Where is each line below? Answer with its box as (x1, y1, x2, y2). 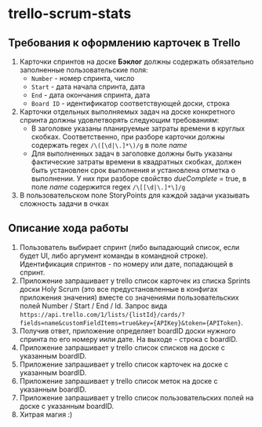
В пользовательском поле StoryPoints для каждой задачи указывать (19, 190, 250, 200)
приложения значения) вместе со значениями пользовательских (19, 293, 239, 302)
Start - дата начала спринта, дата (31, 82, 145, 91)
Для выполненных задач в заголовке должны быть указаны (31, 149, 233, 158)
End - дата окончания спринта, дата (31, 90, 151, 99)
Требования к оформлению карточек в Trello (8, 36, 241, 50)
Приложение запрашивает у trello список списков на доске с (19, 343, 226, 352)
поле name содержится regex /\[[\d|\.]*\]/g (31, 182, 186, 191)
